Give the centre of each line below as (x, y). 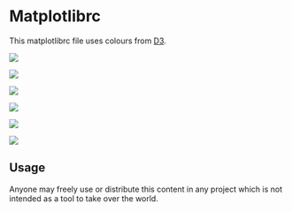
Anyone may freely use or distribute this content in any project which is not (146, 189)
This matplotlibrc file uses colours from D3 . (88, 41)
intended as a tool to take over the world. (84, 198)
